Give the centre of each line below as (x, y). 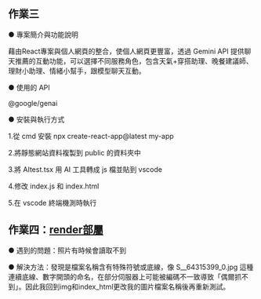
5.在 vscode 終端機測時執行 (53, 202)
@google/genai (33, 103)
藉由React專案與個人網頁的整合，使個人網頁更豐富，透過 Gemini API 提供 (126, 51)
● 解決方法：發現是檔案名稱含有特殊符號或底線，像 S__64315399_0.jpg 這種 (131, 267)
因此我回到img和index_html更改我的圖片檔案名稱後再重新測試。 (127, 286)
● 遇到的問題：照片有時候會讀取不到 (67, 250)
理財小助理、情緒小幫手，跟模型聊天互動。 (77, 71)
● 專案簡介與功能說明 (43, 35)
